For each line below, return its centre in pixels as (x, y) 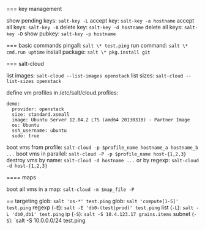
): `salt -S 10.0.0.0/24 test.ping (47, 220)
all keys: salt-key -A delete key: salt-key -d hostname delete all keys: (95, 27)
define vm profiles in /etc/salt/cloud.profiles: (62, 93)
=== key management (34, 9)
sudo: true (26, 136)
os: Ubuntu (26, 125)
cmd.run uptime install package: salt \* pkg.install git (78, 52)
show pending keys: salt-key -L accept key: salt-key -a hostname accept (100, 20)
